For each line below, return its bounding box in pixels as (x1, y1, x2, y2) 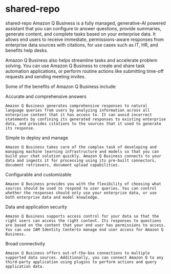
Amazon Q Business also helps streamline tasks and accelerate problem (5, 57, 158, 63)
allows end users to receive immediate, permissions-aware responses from (5, 36, 164, 43)
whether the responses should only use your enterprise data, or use (5, 190, 157, 195)
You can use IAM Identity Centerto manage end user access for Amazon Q (5, 227, 164, 232)
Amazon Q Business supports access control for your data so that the (5, 214, 159, 219)
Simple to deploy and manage (5, 134, 68, 141)
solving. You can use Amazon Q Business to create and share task (5, 62, 145, 69)
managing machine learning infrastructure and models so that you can (5, 149, 159, 154)
